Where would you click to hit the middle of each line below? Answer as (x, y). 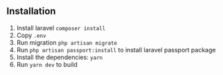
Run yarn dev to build (47, 64)
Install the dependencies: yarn (60, 57)
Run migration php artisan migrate (67, 42)
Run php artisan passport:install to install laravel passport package (116, 50)
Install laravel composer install (61, 28)
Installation (31, 11)
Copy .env (31, 35)
